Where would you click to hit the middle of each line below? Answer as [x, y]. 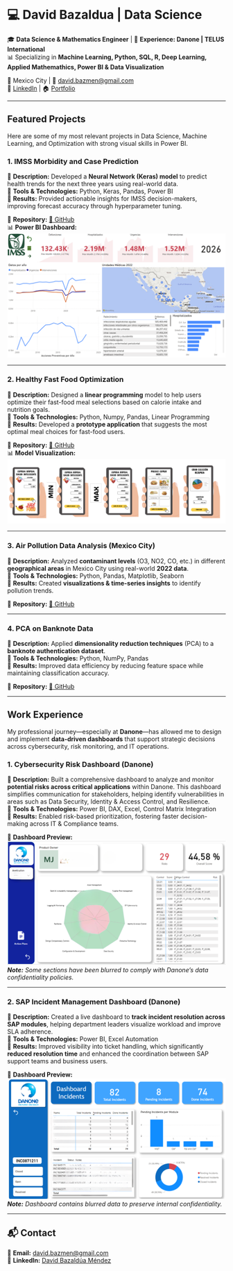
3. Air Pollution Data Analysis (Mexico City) [81, 546]
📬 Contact [32, 1232]
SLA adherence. [30, 1032]
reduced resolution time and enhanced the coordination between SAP [108, 1054]
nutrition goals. [29, 409]
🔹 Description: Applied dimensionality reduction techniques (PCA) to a [111, 644]
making [18, 824]
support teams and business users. [58, 1061]
